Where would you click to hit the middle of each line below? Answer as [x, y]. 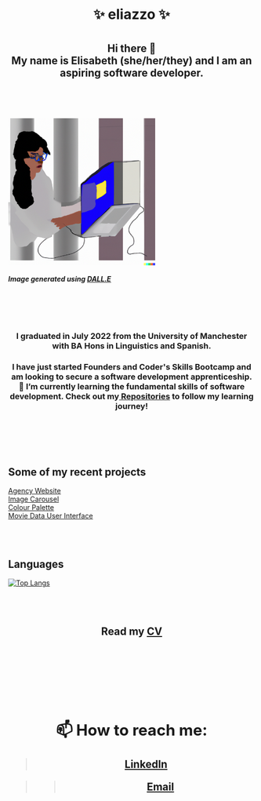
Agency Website [34, 491]
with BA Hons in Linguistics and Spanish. [132, 345]
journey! [132, 406]
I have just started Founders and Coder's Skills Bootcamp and [132, 366]
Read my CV [132, 631]
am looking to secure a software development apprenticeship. [132, 377]
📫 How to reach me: [132, 730]
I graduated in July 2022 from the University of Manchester [132, 336]
